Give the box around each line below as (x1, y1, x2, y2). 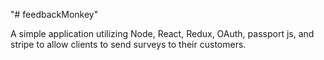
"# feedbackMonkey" (10, 9, 99, 20)
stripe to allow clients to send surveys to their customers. (10, 39, 247, 50)
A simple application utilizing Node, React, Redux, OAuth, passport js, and (10, 28, 315, 39)
